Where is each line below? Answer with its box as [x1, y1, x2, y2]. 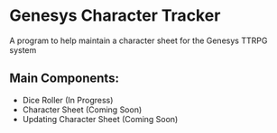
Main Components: [9, 71, 120, 86]
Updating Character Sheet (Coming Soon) [22, 113, 179, 124]
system [9, 44, 37, 55]
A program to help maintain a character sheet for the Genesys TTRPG [9, 35, 268, 46]
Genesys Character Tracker [9, 5, 221, 26]
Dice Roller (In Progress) [22, 94, 114, 105]
